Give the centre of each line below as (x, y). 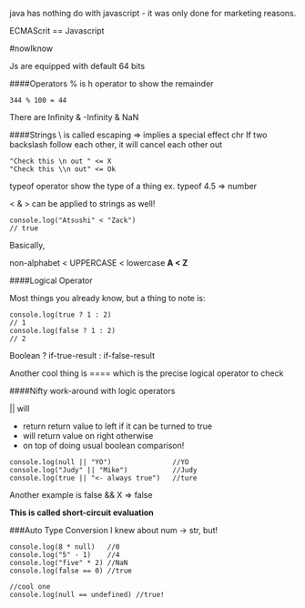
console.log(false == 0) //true (71, 571)
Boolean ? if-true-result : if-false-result (82, 355)
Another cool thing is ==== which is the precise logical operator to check (147, 373)
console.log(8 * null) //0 (65, 547)
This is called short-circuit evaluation (82, 512)
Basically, (27, 245)
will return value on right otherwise (88, 436)
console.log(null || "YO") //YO (99, 462)
